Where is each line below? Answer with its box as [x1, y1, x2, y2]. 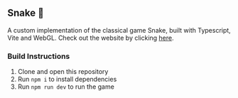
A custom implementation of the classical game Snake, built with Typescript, [7, 26, 231, 34]
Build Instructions [7, 51, 70, 61]
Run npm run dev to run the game [17, 82, 115, 91]
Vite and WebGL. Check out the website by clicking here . [7, 33, 174, 42]
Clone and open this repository [17, 67, 109, 76]
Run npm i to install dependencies [17, 75, 117, 84]
